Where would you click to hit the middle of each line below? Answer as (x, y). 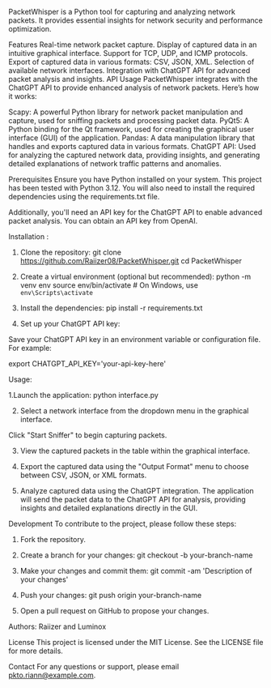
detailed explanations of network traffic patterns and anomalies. (115, 164)
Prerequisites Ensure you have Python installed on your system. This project (135, 179)
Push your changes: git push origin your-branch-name (111, 595)
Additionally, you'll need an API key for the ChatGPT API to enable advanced (135, 212)
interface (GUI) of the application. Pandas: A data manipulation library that (132, 138)
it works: (23, 96)
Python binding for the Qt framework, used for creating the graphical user (131, 129)
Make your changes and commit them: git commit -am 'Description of (136, 571)
